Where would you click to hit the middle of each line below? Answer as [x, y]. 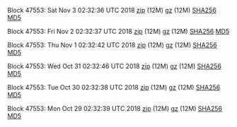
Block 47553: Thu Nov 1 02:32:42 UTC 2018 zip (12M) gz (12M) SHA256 [112, 45]
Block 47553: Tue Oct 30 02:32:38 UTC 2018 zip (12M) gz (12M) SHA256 [114, 87]
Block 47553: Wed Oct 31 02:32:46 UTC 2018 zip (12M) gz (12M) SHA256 [114, 66]
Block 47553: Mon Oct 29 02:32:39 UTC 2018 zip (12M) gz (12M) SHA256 [115, 108]
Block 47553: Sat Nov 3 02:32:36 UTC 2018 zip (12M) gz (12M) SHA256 [112, 10]
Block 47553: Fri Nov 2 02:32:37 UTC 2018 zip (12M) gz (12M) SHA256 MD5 [118, 31]
